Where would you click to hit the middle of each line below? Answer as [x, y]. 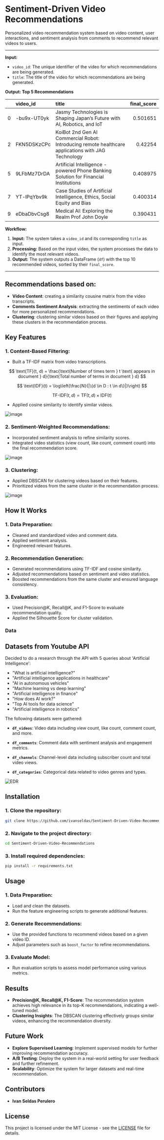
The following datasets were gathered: [44, 719]
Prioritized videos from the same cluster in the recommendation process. [85, 486]
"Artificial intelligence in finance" [45, 693]
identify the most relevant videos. [46, 254]
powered [66, 170]
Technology [69, 156]
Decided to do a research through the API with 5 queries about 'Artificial [77, 658]
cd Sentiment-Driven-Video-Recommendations [50, 843]
